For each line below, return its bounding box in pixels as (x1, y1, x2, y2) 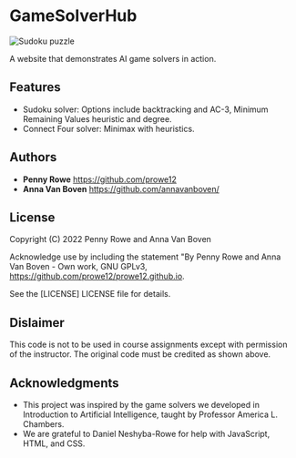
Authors (9, 149, 57, 165)
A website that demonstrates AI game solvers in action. (9, 53, 217, 64)
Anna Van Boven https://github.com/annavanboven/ (22, 183, 220, 194)
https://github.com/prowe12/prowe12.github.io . (9, 270, 185, 282)
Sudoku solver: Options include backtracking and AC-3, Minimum (22, 104, 269, 115)
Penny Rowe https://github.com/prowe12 (22, 174, 178, 185)
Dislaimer (9, 315, 66, 331)
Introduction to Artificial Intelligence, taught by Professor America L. (22, 409, 278, 420)
